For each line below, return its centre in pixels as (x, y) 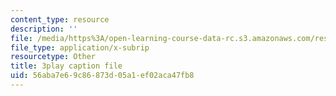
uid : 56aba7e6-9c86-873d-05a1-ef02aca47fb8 (102, 76)
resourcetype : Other (53, 57)
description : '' (44, 29)
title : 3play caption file (66, 66)
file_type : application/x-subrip (80, 47)
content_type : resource (60, 19)
